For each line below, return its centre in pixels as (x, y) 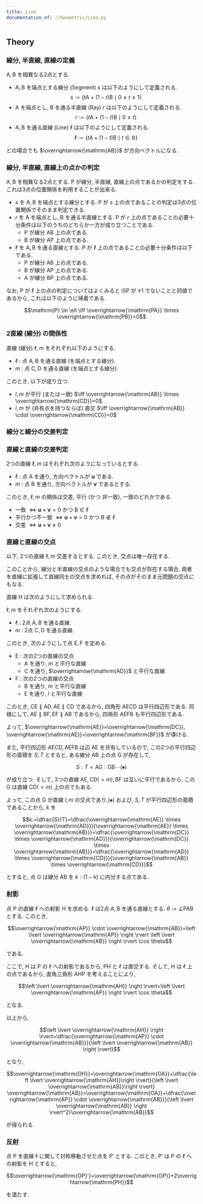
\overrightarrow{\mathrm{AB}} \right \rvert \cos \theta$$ (101, 941)
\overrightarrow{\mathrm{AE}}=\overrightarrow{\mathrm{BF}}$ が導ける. (97, 734)
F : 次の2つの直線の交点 (44, 679)
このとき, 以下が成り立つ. (38, 381)
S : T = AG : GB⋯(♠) (101, 767)
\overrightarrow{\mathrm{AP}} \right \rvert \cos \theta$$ (101, 992)
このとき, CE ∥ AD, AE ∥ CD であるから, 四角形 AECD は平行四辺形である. (97, 707)
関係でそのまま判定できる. (53, 210)
